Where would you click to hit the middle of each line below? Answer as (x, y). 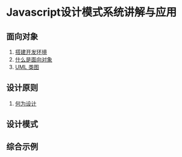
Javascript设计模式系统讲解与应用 (92, 12)
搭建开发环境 (31, 52)
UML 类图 (27, 67)
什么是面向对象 (33, 60)
